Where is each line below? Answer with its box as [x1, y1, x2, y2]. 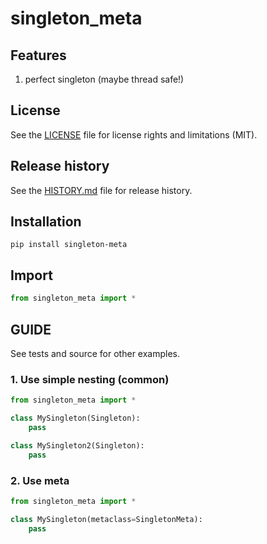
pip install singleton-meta [10, 240, 128, 250]
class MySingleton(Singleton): [10, 413, 141, 424]
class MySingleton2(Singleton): [10, 440, 145, 451]
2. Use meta [10, 473, 70, 487]
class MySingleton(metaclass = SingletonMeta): [10, 514, 203, 524]
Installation [10, 213, 82, 231]
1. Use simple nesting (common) [10, 372, 170, 386]
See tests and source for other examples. [10, 347, 181, 359]
